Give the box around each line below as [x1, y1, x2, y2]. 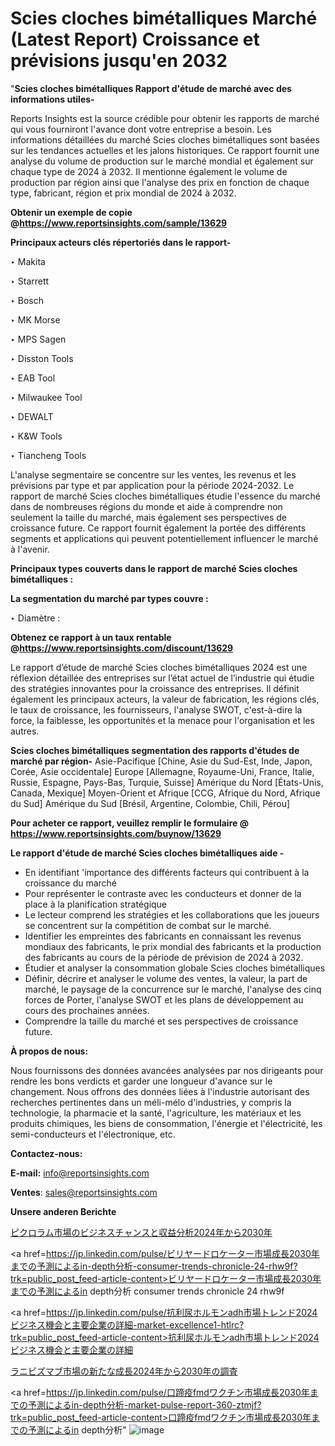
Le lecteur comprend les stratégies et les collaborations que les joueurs [24, 908, 320, 921]
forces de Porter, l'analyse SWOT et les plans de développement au [24, 993, 304, 1006]
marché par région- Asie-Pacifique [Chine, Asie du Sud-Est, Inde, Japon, [10, 755, 313, 767]
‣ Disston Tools [10, 352, 74, 364]
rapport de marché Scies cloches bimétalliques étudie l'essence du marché [10, 490, 322, 502]
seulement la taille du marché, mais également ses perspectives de [10, 511, 287, 523]
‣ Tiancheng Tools [10, 449, 87, 461]
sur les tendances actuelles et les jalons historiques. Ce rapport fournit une [10, 144, 320, 156]
